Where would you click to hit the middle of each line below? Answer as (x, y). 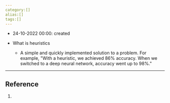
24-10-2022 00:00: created (41, 34)
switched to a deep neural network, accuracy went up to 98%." (86, 64)
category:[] (18, 10)
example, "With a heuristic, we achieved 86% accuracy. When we (89, 58)
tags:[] (13, 19)
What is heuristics (31, 43)
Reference (22, 84)
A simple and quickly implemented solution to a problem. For (83, 53)
